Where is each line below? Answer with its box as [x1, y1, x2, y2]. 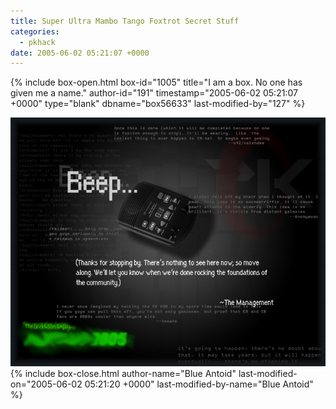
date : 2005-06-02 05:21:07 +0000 [10, 48, 150, 58]
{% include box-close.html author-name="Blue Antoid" [10, 368, 237, 380]
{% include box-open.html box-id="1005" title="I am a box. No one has [10, 76, 303, 89]
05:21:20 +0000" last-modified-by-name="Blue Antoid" [84, 378, 314, 390]
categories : [10, 26, 60, 37]
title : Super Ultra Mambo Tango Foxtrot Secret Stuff [10, 16, 240, 26]
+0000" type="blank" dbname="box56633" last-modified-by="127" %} [10, 98, 306, 110]
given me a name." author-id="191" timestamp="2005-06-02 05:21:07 [10, 87, 298, 99]
